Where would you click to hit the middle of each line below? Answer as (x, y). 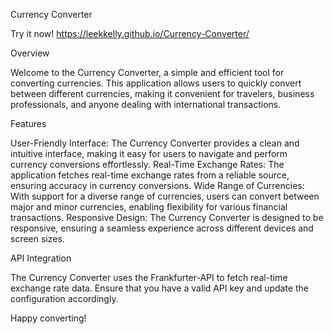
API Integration (41, 258)
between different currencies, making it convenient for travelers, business (162, 93)
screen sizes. (37, 238)
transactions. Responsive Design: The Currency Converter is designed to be (167, 217)
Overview (30, 53)
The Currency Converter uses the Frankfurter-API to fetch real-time (149, 277)
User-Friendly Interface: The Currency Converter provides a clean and (155, 143)
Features (28, 123)
